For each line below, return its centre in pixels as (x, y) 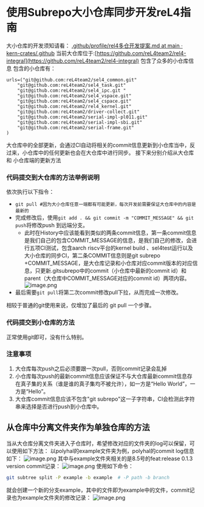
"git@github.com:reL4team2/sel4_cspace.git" (74, 101)
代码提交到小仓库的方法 (40, 322)
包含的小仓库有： (34, 68)
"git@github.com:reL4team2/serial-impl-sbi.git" (80, 122)
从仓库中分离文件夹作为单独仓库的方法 (78, 428)
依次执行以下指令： (30, 192)
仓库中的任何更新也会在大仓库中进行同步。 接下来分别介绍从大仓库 (110, 152)
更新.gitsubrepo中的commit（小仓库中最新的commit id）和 (114, 271)
